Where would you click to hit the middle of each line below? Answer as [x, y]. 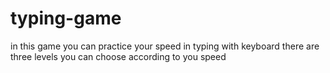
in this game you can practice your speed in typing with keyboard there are [165, 46]
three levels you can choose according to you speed [118, 56]
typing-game [66, 18]
